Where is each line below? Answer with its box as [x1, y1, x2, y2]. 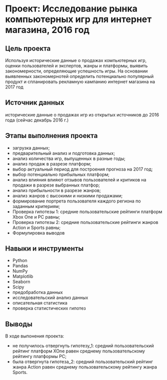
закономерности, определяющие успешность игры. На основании [5, 68, 148, 74]
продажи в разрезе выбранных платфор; [12, 182, 100, 188]
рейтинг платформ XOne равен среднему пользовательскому [12, 348, 145, 354]
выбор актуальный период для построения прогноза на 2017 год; [12, 166, 153, 172]
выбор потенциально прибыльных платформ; [12, 171, 110, 177]
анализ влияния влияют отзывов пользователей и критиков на [12, 176, 146, 182]
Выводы [5, 319, 32, 328]
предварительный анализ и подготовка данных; [12, 150, 115, 156]
